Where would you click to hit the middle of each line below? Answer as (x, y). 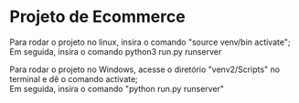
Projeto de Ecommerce (97, 17)
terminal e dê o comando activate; (74, 78)
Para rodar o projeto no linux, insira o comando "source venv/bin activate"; (150, 42)
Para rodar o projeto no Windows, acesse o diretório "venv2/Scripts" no (145, 69)
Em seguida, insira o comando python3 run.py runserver (116, 51)
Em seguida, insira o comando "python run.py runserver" (117, 88)
